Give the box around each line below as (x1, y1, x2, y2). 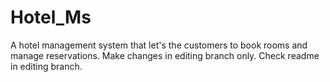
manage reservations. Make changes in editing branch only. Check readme (10, 49, 320, 61)
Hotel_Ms (10, 6, 92, 29)
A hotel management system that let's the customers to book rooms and (10, 39, 308, 51)
